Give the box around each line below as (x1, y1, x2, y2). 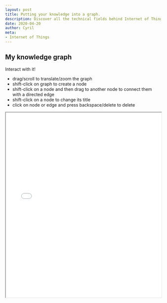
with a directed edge (12, 91, 54, 97)
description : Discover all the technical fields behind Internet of (5, 16, 149, 21)
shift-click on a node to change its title (12, 97, 90, 103)
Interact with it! (5, 66, 36, 72)
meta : (5, 30, 16, 35)
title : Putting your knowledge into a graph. (5, 12, 100, 17)
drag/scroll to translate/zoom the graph (12, 76, 92, 81)
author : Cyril (5, 26, 35, 31)
